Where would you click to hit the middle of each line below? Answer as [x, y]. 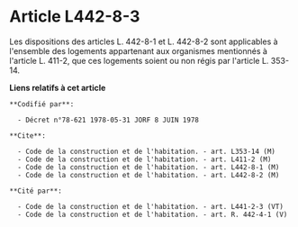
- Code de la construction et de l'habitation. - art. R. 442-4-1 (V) [153, 214]
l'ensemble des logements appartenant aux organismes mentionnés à [139, 50]
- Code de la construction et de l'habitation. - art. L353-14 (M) [147, 151]
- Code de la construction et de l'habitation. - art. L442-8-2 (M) [149, 175]
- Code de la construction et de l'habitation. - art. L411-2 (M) [144, 159]
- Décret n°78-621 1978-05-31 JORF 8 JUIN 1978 [108, 120]
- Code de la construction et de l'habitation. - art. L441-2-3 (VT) [150, 206]
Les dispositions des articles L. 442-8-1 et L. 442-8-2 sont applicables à [144, 41]
